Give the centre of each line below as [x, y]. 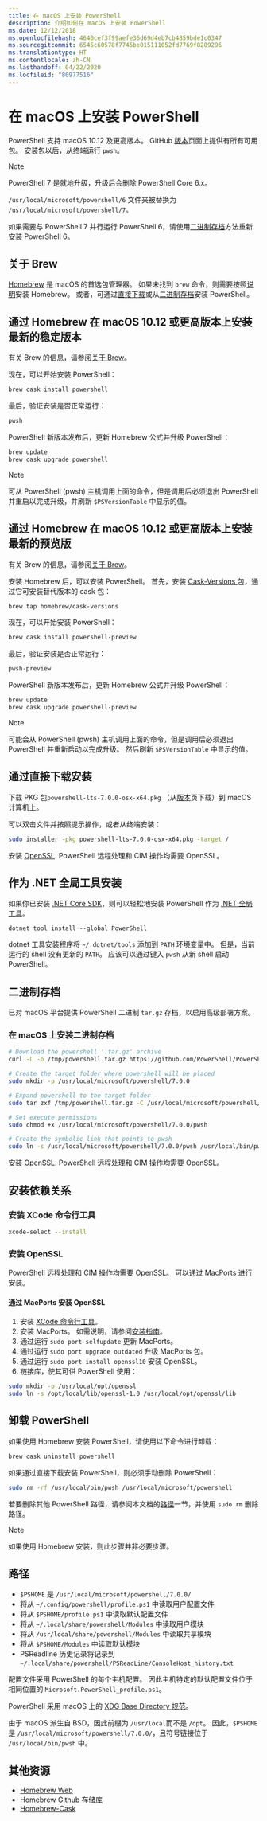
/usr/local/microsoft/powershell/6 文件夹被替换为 [93, 199]
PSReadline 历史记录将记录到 [67, 1654]
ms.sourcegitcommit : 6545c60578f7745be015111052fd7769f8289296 [115, 45]
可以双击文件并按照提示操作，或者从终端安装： [85, 824]
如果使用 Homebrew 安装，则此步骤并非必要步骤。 [91, 1546]
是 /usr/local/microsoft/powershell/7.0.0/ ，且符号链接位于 [108, 1733]
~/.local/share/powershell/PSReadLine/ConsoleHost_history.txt [127, 1664]
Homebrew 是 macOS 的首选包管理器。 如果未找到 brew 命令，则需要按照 [128, 284]
